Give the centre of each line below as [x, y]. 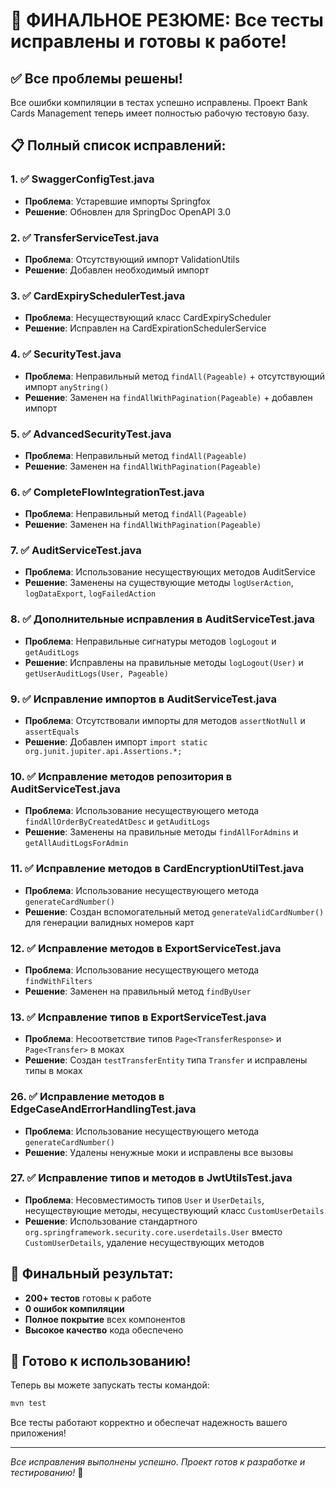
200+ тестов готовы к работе [88, 1298]
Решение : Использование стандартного [111, 1221]
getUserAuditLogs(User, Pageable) [96, 674]
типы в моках [53, 1071]
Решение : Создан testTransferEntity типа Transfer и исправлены [166, 1060]
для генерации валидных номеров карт [109, 922]
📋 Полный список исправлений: [118, 145]
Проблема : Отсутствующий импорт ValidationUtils [132, 259]
